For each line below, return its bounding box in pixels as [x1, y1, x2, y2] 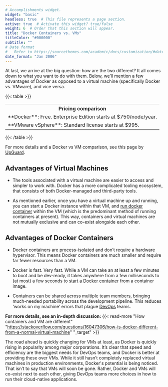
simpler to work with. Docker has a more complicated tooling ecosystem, [12, 182, 163, 188]
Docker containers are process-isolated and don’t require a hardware [12, 247, 155, 253]
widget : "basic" [5, 12, 39, 17]
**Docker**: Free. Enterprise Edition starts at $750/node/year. [7, 113, 157, 120]
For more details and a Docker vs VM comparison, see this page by [5, 144, 144, 150]
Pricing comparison [58, 105, 106, 112]
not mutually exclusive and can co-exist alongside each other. [12, 219, 140, 225]
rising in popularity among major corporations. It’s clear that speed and [5, 344, 151, 350]
